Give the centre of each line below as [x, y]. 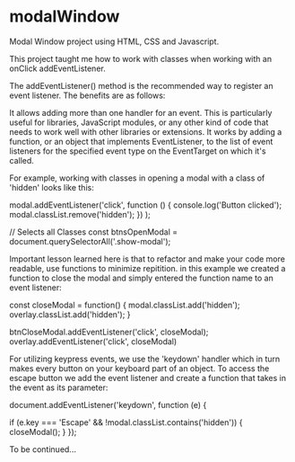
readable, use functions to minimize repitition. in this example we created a [147, 268]
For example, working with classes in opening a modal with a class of [137, 178]
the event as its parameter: [59, 387]
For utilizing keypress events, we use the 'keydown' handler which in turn [145, 359]
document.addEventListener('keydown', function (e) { [108, 404]
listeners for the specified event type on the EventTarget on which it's [138, 151]
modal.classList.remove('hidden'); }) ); [80, 214]
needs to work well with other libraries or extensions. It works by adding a [146, 131]
